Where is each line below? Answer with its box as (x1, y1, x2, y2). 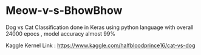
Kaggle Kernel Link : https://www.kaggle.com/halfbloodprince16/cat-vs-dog (5, 42, 196, 49)
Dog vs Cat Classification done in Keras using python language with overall (5, 24, 194, 31)
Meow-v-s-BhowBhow (5, 4, 123, 18)
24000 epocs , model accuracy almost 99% (5, 30, 116, 37)
